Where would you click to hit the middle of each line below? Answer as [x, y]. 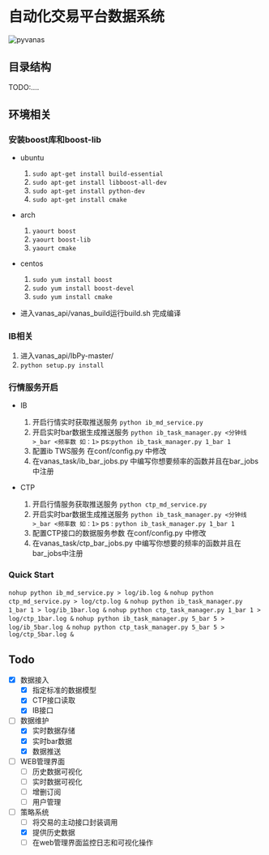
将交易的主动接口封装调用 [75, 823]
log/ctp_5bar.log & [41, 635]
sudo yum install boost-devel [83, 289]
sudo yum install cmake [73, 297]
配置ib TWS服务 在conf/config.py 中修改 [99, 451]
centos [32, 263]
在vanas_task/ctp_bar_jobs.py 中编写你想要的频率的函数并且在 [137, 543]
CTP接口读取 [53, 700]
